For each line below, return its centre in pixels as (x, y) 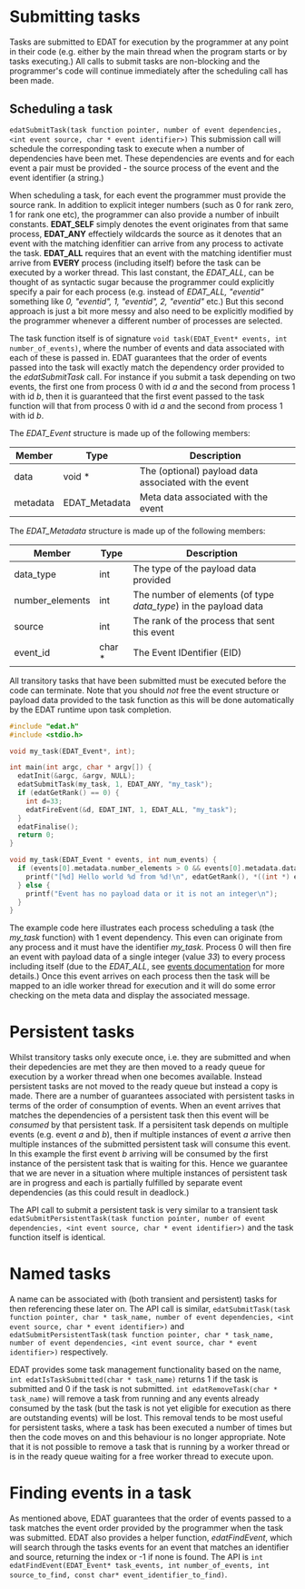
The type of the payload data (195, 568)
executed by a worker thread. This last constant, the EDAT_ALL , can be (142, 272)
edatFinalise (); (48, 827)
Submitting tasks (75, 17)
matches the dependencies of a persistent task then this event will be (139, 1116)
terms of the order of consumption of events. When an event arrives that (145, 1106)
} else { (34, 885)
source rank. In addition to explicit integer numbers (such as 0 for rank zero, (152, 204)
